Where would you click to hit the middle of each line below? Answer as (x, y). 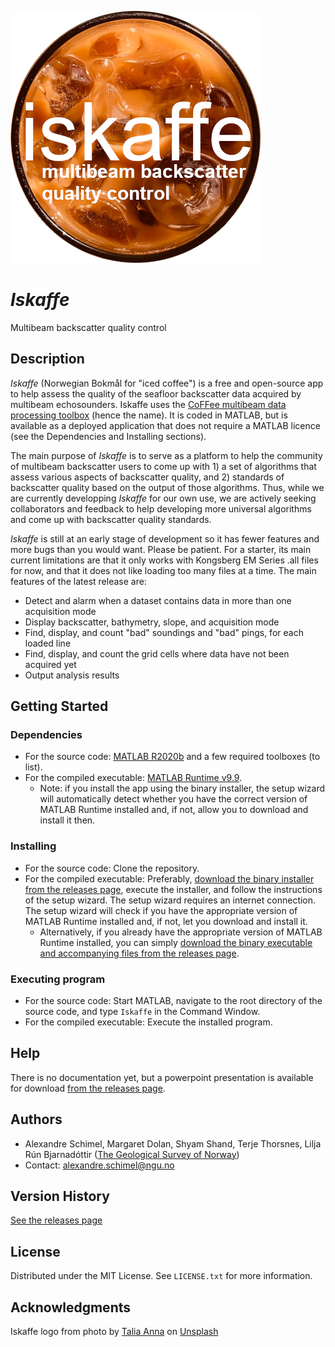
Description (47, 359)
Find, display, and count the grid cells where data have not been (157, 653)
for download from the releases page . (88, 1088)
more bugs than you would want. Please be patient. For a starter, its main (161, 549)
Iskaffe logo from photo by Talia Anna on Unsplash (114, 1332)
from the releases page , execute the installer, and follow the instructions (173, 889)
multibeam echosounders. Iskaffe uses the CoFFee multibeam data (148, 404)
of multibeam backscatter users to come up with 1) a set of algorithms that (163, 466)
